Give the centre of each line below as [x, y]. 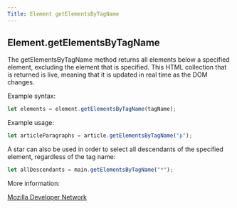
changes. [21, 82]
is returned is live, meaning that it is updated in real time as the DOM [107, 75]
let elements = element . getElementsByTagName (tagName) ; [92, 109]
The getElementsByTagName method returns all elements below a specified [118, 60]
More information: [34, 184]
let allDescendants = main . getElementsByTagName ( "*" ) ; [90, 170]
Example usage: [31, 123]
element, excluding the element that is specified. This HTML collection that [117, 67]
